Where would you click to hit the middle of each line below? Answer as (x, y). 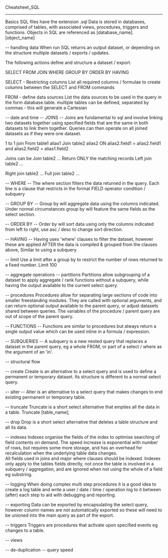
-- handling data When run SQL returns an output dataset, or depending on (82, 48)
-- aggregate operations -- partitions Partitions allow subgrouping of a (77, 274)
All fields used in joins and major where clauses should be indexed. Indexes (83, 458)
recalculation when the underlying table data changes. (61, 453)
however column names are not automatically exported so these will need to (84, 510)
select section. (20, 214)
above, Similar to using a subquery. (41, 250)
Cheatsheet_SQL (22, 7)
